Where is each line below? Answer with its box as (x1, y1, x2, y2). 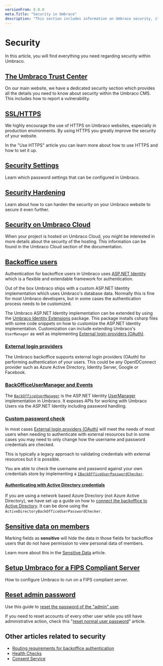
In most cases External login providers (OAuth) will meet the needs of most (5, 426, 155, 432)
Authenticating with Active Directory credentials (5, 482, 105, 488)
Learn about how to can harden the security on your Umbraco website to (5, 201, 151, 207)
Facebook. (5, 370, 27, 376)
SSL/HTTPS (5, 110, 41, 118)
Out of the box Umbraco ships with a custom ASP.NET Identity (5, 285, 130, 291)
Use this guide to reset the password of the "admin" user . (5, 603, 120, 610)
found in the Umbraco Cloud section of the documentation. (5, 244, 123, 250)
